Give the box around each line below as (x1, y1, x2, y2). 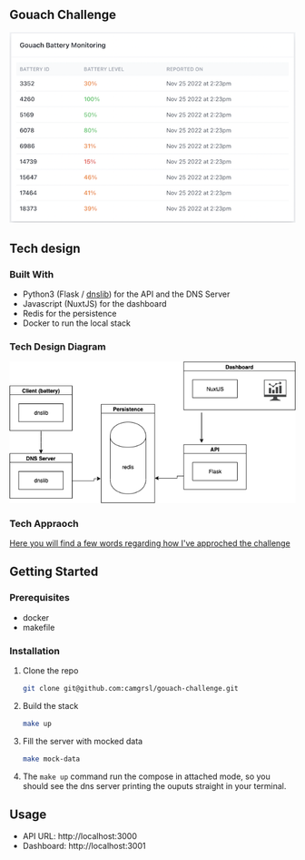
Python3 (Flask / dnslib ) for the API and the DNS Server (22, 288, 231, 299)
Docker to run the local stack (22, 318, 132, 329)
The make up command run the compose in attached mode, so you (22, 771, 271, 782)
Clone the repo (22, 665, 79, 676)
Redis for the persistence (22, 308, 117, 319)
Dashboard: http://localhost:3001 (22, 841, 146, 852)
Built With (9, 268, 54, 280)
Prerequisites (9, 592, 70, 604)
